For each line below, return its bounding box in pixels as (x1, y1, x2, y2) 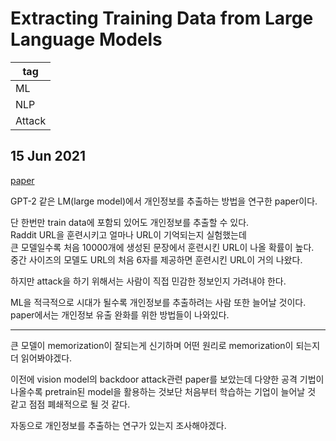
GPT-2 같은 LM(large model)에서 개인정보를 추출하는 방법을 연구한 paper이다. (10, 195, 318, 207)
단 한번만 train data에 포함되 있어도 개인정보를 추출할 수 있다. (10, 216, 250, 228)
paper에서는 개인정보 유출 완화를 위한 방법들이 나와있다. (10, 308, 230, 321)
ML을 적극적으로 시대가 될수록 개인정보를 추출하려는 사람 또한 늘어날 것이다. (10, 296, 307, 308)
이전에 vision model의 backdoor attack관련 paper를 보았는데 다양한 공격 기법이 (10, 373, 325, 385)
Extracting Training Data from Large (10, 7, 314, 30)
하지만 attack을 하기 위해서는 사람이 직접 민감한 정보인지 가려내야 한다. (10, 275, 287, 287)
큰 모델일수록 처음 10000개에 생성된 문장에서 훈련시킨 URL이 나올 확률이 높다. (10, 241, 315, 253)
